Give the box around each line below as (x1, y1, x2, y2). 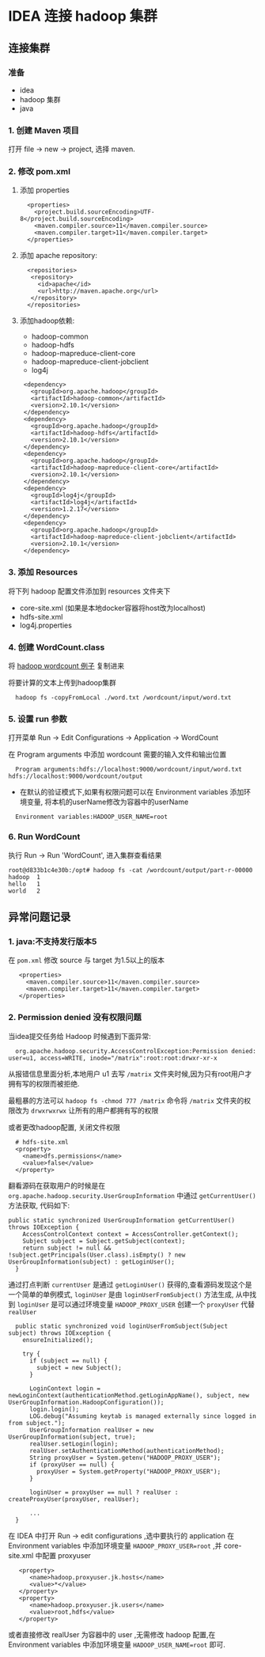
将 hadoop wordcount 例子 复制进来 (8, 662, 125, 671)
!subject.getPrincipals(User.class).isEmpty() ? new (8, 1251, 186, 1259)
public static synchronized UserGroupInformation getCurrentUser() (8, 1216, 236, 1224)
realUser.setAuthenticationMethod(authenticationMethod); (28, 1447, 225, 1454)
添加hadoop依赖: (19, 316, 75, 325)
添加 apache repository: (19, 251, 97, 260)
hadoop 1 (8, 873, 41, 881)
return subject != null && (22, 1244, 112, 1252)
